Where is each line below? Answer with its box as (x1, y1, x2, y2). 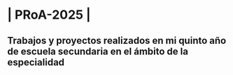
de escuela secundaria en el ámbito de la (7, 45, 189, 57)
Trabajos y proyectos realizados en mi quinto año (7, 35, 227, 47)
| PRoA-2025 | (7, 7, 91, 23)
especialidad (7, 56, 65, 68)
